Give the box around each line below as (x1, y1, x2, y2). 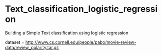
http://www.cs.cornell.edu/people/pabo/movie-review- (25, 39, 136, 45)
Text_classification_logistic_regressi (5, 3, 158, 15)
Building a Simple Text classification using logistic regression (5, 30, 129, 36)
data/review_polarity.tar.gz (5, 44, 59, 50)
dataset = (5, 39, 25, 45)
